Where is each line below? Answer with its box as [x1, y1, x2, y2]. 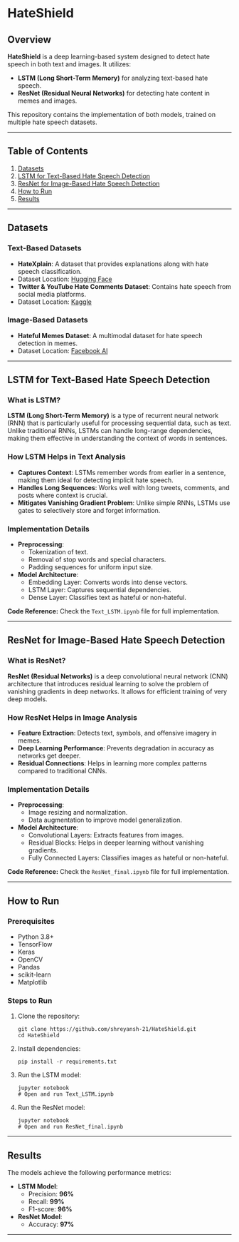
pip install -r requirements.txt [17, 1058, 117, 1066]
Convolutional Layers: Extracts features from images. [28, 831, 184, 840]
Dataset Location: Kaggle [17, 297, 92, 306]
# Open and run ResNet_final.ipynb [17, 1124, 124, 1131]
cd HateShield [17, 1032, 60, 1039]
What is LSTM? [7, 395, 61, 405]
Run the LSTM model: [17, 1071, 82, 1079]
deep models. [7, 694, 48, 703]
